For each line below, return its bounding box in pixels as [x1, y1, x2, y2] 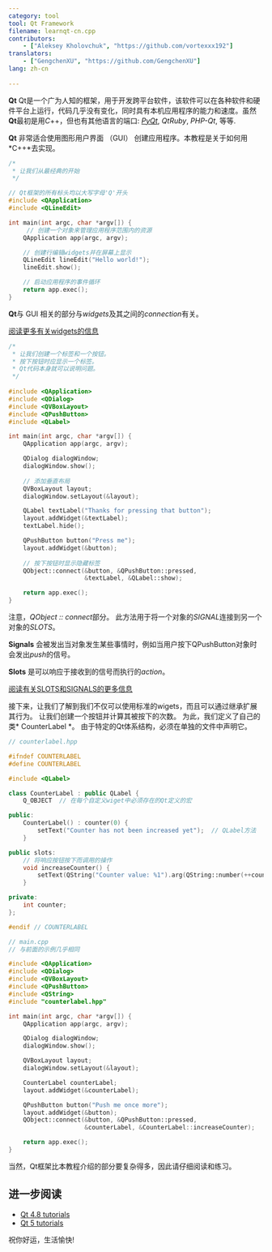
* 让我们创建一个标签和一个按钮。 [11, 349, 110, 358]
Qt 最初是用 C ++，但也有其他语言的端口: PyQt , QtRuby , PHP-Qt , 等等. [8, 115, 236, 126]
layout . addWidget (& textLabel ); [23, 514, 129, 523]
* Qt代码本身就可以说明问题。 [11, 365, 100, 373]
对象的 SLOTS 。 [8, 622, 60, 632]
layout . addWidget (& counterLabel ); [23, 1086, 139, 1095]
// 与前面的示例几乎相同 [8, 945, 80, 954]
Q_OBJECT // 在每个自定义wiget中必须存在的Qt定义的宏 [23, 796, 193, 805]
